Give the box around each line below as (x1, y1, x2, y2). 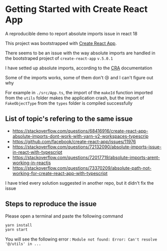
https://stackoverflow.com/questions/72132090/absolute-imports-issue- (12, 144, 162, 150)
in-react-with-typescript (12, 149, 62, 155)
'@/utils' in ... (5, 242, 41, 247)
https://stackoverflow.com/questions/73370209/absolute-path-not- (12, 165, 152, 171)
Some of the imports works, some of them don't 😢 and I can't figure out (5, 74, 154, 80)
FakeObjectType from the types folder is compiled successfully (5, 100, 133, 106)
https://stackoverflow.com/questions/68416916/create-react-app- (12, 128, 149, 134)
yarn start (5, 227, 28, 233)
